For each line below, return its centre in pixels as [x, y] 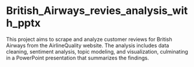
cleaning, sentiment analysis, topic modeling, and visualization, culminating [97, 51]
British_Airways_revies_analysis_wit [97, 11]
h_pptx [24, 23]
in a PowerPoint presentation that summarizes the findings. [78, 58]
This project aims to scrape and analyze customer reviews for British [89, 39]
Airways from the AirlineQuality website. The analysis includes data [88, 45]
